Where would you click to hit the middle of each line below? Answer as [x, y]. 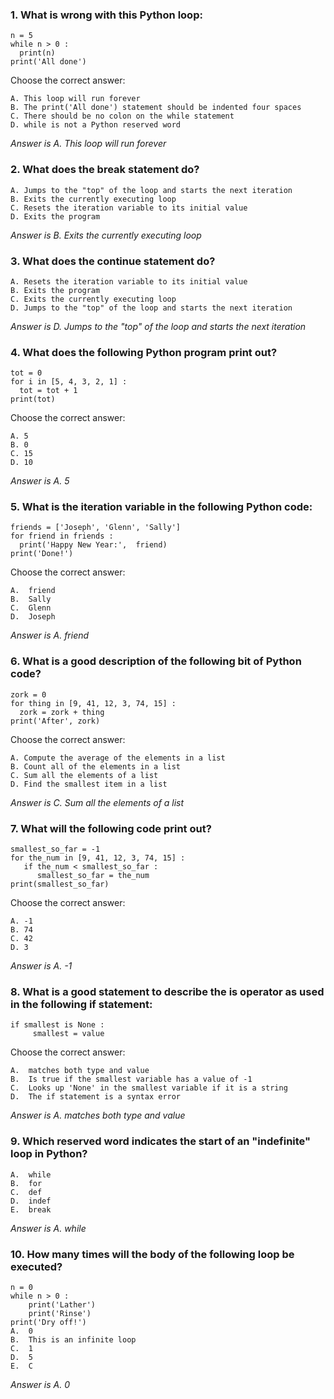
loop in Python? [49, 1154]
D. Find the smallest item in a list [89, 784]
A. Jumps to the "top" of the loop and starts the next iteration [151, 190]
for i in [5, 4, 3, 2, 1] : [69, 382]
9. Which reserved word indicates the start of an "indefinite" [161, 1141]
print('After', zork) [55, 721]
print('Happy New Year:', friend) [93, 545]
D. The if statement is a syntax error [96, 1097]
